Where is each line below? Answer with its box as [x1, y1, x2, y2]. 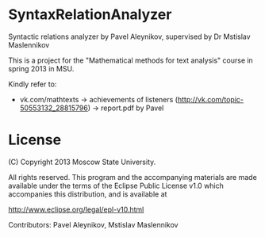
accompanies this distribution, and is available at [8, 189, 167, 199]
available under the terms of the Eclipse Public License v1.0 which [8, 181, 225, 190]
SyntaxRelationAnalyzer [8, 6, 172, 24]
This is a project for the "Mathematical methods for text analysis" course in [8, 55, 254, 65]
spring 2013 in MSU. [8, 63, 75, 73]
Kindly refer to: [8, 79, 57, 89]
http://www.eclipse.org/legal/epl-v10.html [8, 205, 144, 214]
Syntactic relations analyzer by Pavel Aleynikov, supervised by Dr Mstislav [8, 32, 252, 41]
